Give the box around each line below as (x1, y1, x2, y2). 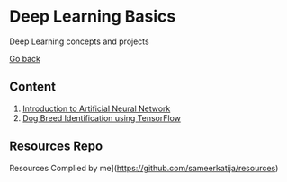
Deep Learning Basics (9, 6, 176, 27)
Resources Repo (9, 139, 103, 154)
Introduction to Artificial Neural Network (22, 103, 171, 114)
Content (9, 79, 57, 95)
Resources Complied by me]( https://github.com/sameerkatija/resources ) (9, 162, 279, 173)
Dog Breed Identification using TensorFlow (22, 112, 182, 123)
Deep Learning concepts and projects (9, 36, 150, 47)
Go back (9, 53, 41, 64)
